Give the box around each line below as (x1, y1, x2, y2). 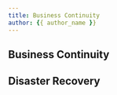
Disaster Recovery (8, 75, 101, 88)
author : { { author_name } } (8, 19, 97, 27)
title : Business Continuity (8, 11, 101, 20)
